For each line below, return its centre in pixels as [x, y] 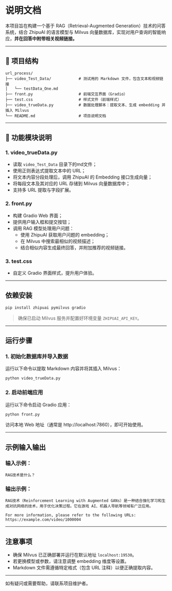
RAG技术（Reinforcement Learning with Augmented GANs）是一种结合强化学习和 [84, 501]
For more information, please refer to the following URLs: [71, 515]
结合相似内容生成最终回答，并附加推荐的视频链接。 [74, 247]
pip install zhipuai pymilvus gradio [46, 308]
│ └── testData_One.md [32, 88]
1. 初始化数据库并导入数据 [37, 357]
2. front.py [19, 204]
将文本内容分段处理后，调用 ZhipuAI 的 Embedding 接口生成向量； [82, 177]
